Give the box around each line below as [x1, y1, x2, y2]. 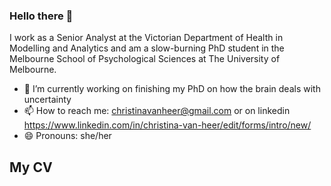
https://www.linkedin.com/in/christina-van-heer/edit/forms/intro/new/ [23, 119, 312, 131]
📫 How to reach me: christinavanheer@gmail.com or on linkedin [23, 105, 291, 117]
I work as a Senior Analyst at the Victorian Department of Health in [9, 32, 284, 44]
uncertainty [23, 94, 72, 106]
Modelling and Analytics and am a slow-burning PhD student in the [9, 42, 285, 54]
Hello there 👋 [9, 9, 74, 23]
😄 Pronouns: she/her [23, 130, 112, 142]
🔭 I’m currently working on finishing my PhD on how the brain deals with [23, 83, 321, 95]
